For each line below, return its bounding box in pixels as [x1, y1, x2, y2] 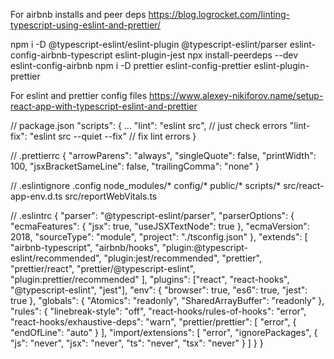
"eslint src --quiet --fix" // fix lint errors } [29, 130, 197, 142]
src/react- [283, 180, 325, 191]
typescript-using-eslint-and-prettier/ [10, 19, 162, 31]
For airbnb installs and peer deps [10, 9, 147, 20]
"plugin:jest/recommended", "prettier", [103, 252, 262, 264]
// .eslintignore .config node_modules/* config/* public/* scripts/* [10, 180, 282, 191]
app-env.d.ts [10, 190, 63, 202]
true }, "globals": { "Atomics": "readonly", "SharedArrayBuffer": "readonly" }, [10, 295, 325, 306]
